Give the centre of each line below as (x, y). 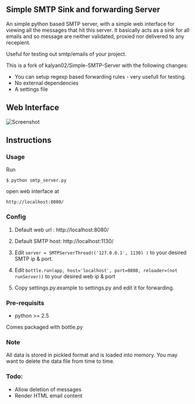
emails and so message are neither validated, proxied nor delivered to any (95, 36)
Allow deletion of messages (48, 389)
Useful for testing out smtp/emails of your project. (66, 54)
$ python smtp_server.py (36, 181)
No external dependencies (47, 83)
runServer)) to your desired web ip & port (65, 276)
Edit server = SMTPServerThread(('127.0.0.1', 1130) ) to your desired (100, 253)
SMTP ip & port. (34, 258)
